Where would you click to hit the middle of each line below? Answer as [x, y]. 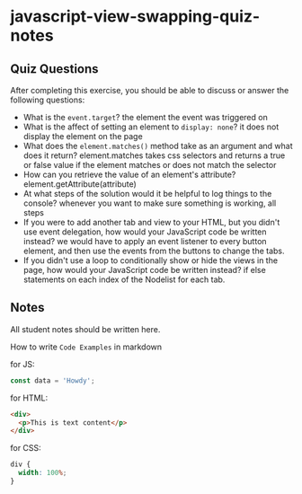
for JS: [22, 364]
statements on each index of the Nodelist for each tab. [124, 279]
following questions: [48, 100]
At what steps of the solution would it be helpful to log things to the [147, 194]
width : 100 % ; [43, 473]
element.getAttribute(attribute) [80, 184]
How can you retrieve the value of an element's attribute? [129, 174]
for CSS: [26, 448]
